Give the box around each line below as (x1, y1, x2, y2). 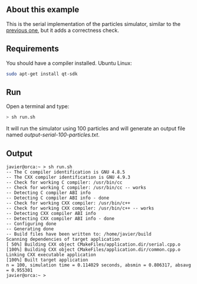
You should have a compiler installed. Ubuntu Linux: (6, 59, 133, 67)
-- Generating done (6, 226, 54, 232)
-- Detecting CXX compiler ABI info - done (6, 216, 115, 221)
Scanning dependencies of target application (6, 236, 120, 242)
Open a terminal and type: (6, 103, 70, 110)
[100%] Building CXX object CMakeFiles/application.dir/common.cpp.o (6, 247, 181, 253)
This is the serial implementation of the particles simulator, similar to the (6, 20, 181, 27)
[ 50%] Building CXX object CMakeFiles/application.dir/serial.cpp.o (6, 241, 181, 247)
